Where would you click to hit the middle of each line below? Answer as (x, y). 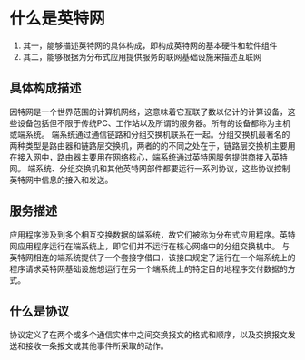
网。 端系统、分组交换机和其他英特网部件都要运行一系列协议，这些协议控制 (150, 168)
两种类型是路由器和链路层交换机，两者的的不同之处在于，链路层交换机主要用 (152, 145)
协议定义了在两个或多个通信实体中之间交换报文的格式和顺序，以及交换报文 (148, 335)
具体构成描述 (45, 88)
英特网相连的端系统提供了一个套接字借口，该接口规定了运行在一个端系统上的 (152, 257)
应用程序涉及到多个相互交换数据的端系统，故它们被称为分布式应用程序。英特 (152, 234)
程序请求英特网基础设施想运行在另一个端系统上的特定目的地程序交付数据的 (148, 268)
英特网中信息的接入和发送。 (61, 180)
